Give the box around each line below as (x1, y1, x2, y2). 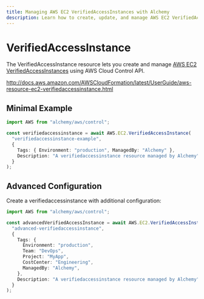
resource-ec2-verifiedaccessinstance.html (6, 86, 114, 93)
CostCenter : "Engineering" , (22, 259, 94, 266)
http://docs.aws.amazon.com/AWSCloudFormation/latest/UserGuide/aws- (6, 79, 192, 86)
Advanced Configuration (6, 180, 102, 191)
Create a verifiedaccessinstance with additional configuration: (6, 197, 162, 204)
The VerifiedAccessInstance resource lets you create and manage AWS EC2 (6, 61, 197, 68)
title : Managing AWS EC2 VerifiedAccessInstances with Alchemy (6, 9, 170, 15)
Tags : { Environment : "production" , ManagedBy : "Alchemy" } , (17, 147, 175, 153)
